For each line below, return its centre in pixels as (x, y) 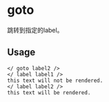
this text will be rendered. (49, 92)
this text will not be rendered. (55, 80)
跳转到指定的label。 (35, 30)
